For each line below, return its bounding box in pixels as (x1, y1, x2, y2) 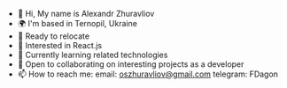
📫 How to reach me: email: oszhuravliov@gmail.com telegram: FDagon (17, 69, 279, 79)
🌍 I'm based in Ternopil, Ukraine (17, 18, 137, 28)
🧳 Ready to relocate (17, 31, 90, 41)
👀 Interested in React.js (17, 40, 103, 50)
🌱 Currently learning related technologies (17, 49, 168, 60)
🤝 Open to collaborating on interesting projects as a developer (17, 59, 244, 70)
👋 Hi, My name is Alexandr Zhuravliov (17, 9, 155, 18)
